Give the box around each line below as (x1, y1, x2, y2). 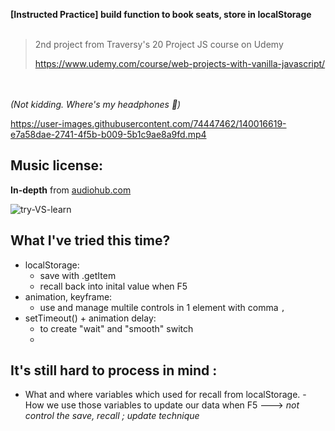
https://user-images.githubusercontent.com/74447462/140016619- (10, 118, 287, 129)
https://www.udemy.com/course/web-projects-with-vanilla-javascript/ (34, 58, 326, 69)
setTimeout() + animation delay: (24, 312, 157, 324)
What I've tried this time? (10, 232, 171, 249)
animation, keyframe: (24, 290, 113, 303)
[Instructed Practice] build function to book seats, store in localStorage (10, 9, 312, 20)
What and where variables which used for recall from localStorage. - (24, 389, 307, 401)
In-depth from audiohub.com (10, 184, 132, 196)
